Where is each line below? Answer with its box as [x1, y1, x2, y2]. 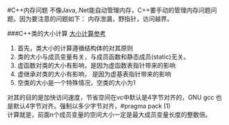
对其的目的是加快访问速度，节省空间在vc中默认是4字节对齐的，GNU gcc [7, 93, 214, 102]
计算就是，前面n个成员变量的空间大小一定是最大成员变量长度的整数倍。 [7, 110, 212, 119]
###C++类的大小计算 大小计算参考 [7, 30, 106, 37]
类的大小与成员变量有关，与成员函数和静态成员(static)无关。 [17, 52, 189, 61]
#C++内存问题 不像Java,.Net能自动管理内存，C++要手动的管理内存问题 [7, 6, 211, 14]
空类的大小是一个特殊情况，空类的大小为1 [17, 79, 136, 86]
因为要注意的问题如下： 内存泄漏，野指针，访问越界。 [19, 15, 173, 23]
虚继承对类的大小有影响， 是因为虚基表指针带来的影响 [17, 70, 171, 78]
